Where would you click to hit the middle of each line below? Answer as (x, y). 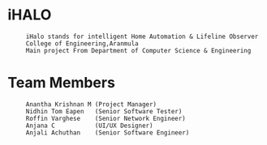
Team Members (61, 83)
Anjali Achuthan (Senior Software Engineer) (108, 132)
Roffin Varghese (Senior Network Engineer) (106, 118)
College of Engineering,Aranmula (82, 43)
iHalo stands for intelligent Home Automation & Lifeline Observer (142, 36)
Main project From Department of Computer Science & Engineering (138, 50)
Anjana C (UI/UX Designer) (89, 126)
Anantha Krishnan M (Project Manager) (91, 104)
